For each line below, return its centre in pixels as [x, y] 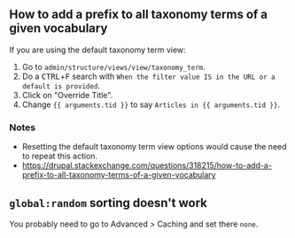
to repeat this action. [60, 156]
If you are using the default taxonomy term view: [97, 50]
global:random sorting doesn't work [109, 203]
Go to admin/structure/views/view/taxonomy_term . [113, 66]
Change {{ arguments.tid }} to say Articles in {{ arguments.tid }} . [151, 104]
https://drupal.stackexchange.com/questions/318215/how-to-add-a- [147, 165]
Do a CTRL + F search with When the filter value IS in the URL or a [149, 76]
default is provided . [61, 85]
